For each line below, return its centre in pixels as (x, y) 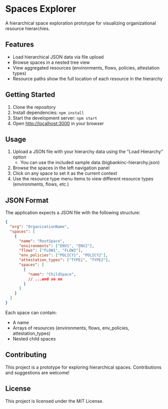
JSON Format (27, 200)
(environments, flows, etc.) (41, 184)
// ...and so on (45, 279)
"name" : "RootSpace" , (42, 241)
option (19, 157)
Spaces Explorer (41, 9)
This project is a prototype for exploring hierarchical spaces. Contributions (83, 367)
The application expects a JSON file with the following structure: (73, 213)
